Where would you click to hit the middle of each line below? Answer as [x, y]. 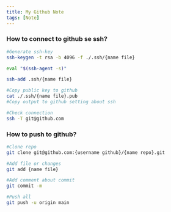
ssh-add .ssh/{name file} [39, 79]
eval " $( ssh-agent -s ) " [37, 68]
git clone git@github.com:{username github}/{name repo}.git [86, 152]
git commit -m [24, 186]
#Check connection [30, 113]
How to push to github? [42, 134]
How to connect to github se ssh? [57, 39]
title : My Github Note [35, 12]
